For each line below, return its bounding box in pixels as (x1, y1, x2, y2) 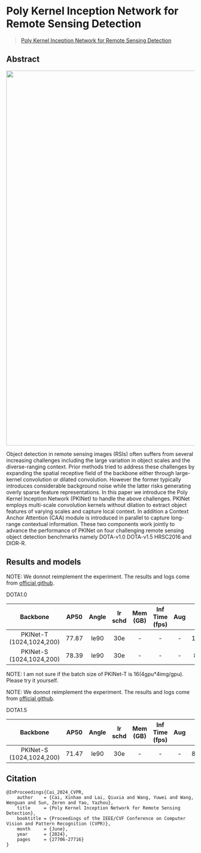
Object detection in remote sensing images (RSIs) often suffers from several (6, 450, 193, 457)
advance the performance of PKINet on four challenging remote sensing (6, 527, 184, 534)
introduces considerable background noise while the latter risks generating (6, 482, 191, 489)
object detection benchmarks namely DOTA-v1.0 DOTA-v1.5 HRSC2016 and (6, 533, 192, 540)
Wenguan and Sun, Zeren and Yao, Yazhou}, (6, 800, 114, 806)
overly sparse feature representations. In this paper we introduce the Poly (6, 488, 188, 495)
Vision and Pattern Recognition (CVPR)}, (6, 821, 111, 827)
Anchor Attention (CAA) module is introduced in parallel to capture (6, 514, 170, 521)
